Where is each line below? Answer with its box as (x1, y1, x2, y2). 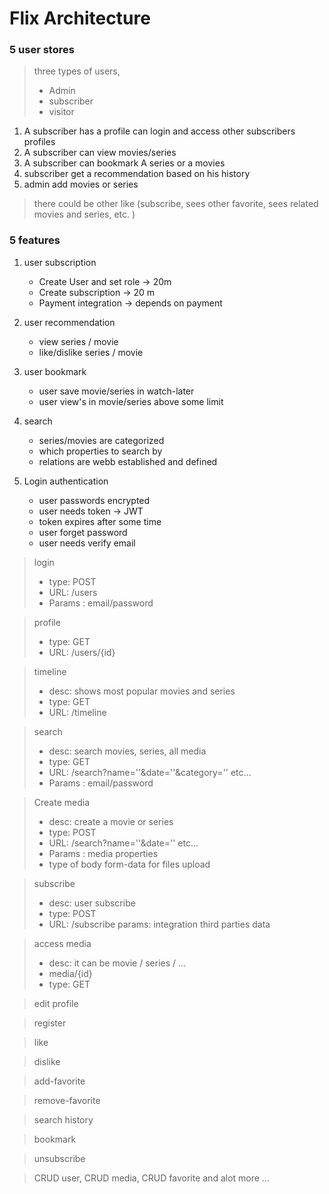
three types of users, (33, 65, 121, 77)
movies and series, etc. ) (33, 208, 136, 221)
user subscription (23, 256, 97, 268)
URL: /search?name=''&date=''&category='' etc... (48, 766, 252, 778)
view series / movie (38, 335, 119, 347)
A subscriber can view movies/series (23, 147, 177, 159)
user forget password (38, 526, 128, 538)
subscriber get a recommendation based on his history (23, 168, 251, 180)
